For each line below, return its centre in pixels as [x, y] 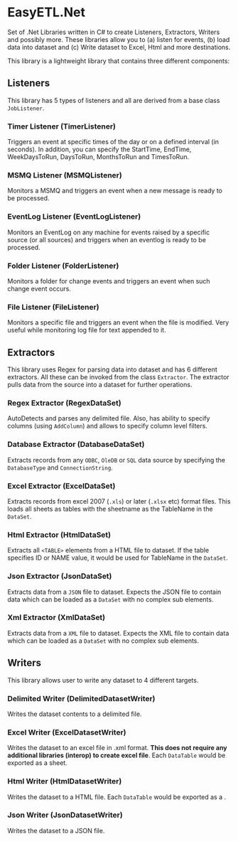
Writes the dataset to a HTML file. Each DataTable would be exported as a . [117, 797]
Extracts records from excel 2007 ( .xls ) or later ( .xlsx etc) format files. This [119, 501]
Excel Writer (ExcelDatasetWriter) [67, 732]
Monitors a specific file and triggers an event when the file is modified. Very [118, 322]
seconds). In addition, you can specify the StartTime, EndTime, [99, 149]
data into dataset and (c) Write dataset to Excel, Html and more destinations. [119, 47]
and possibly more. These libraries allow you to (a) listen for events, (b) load [119, 39]
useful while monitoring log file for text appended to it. [87, 330]
